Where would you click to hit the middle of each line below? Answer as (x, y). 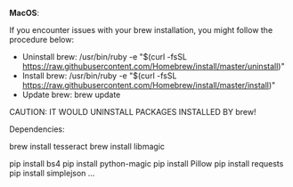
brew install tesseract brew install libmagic (87, 146)
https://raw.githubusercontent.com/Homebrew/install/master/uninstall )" (153, 66)
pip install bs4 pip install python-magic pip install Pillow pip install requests (146, 163)
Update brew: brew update (71, 94)
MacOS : (24, 13)
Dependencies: (37, 129)
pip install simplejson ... (52, 173)
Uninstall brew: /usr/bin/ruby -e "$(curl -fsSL (104, 57)
